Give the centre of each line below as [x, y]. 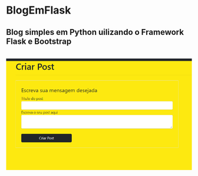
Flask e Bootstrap [39, 41]
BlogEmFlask [39, 10]
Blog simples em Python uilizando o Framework [95, 32]
